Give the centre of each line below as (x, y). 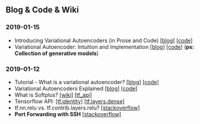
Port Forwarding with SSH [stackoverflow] (68, 114)
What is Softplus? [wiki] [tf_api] (53, 95)
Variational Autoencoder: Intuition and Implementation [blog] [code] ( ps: (104, 47)
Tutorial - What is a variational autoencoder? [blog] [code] (87, 82)
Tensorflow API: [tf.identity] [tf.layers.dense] (69, 101)
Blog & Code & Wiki (42, 10)
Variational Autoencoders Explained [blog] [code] (76, 88)
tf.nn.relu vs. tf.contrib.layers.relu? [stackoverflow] (77, 108)
